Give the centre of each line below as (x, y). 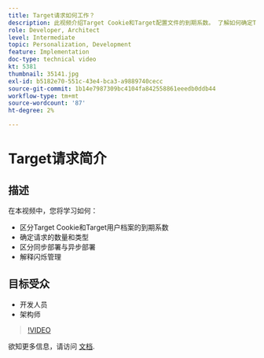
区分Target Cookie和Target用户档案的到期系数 (94, 227)
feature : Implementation (49, 52)
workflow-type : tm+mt (44, 96)
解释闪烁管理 (40, 257)
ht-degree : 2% (31, 111)
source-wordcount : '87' (47, 103)
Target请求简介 (58, 159)
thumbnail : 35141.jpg (44, 74)
